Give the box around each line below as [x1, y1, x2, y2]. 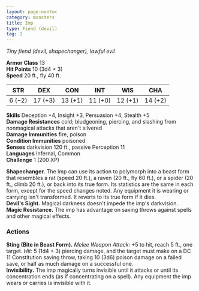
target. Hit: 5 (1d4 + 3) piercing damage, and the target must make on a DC [6, 247, 191, 255]
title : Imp [6, 20, 34, 26]
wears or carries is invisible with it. [6, 280, 92, 287]
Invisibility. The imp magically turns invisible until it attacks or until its [6, 266, 179, 274]
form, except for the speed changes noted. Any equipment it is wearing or [6, 187, 189, 194]
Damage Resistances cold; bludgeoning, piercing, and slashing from [6, 118, 177, 125]
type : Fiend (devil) [6, 25, 58, 32]
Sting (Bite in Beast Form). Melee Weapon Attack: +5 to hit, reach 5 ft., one [6, 241, 193, 248]
